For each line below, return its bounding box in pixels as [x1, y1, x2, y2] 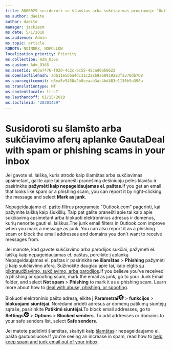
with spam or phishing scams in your [5, 144, 165, 156]
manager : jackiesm [5, 25, 45, 30]
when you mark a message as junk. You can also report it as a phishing [5, 226, 155, 232]
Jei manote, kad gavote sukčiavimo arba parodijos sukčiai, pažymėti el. [5, 246, 156, 253]
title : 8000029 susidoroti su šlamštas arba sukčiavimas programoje [5, 8, 155, 13]
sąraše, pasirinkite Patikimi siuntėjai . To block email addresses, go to [5, 306, 150, 312]
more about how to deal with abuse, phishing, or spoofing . [5, 285, 128, 291]
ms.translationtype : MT [5, 84, 56, 89]
